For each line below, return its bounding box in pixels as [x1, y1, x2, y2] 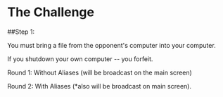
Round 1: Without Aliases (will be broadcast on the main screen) [7, 68, 192, 77]
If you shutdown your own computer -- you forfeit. [7, 54, 153, 63]
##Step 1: [7, 27, 35, 36]
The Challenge [7, 4, 95, 20]
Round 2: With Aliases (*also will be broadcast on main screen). [7, 82, 192, 90]
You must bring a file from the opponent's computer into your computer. [7, 41, 216, 49]
